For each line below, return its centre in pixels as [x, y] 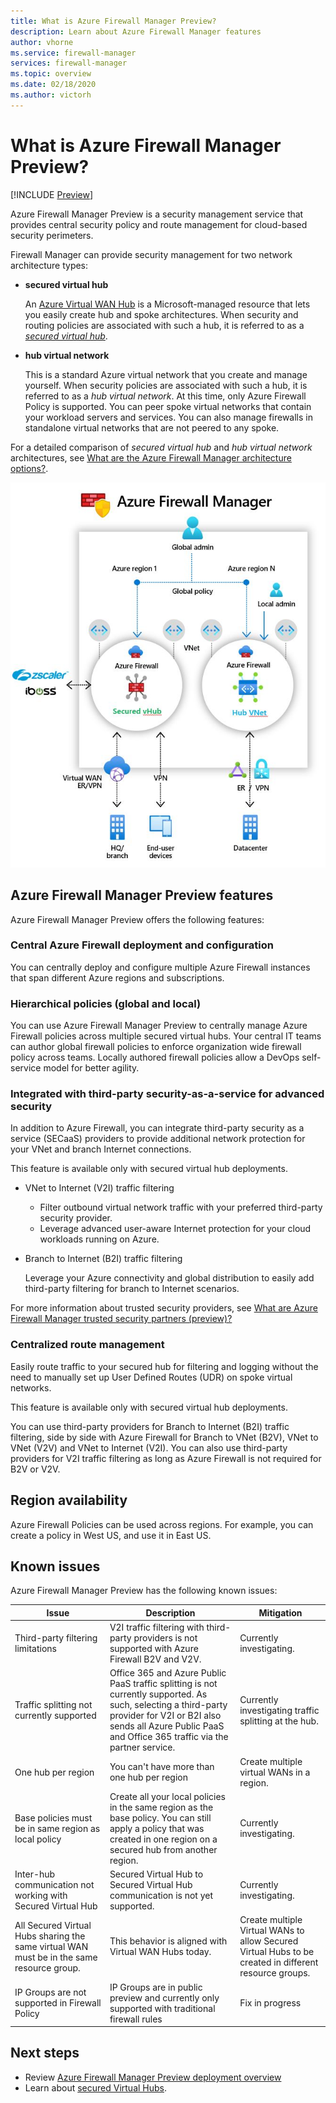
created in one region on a [163, 1839]
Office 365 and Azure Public [168, 1673]
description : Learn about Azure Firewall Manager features [136, 31]
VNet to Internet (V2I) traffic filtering [99, 1188]
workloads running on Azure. [99, 1239]
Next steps [45, 2053]
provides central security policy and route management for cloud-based [159, 224]
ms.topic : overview [51, 74]
